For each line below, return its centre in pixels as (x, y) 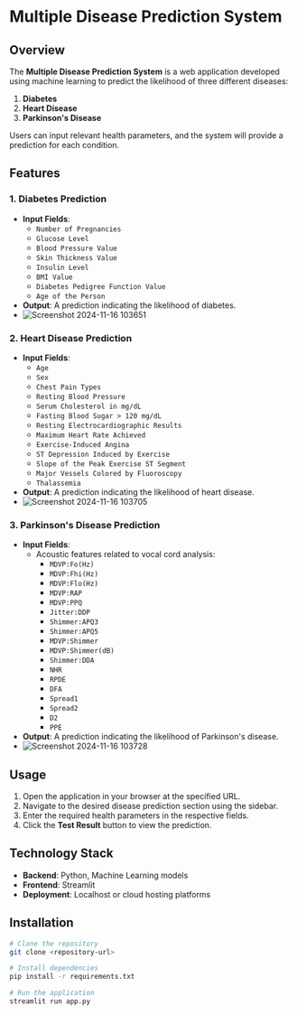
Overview (37, 50)
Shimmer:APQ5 (74, 632)
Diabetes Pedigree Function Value (101, 286)
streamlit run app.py (50, 1001)
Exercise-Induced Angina (83, 444)
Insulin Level (62, 267)
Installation (42, 923)
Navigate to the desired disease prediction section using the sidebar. (150, 806)
